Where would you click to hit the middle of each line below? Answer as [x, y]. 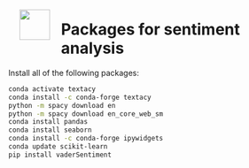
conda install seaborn [50, 130]
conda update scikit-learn [58, 147]
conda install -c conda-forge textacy [80, 97]
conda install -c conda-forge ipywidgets [86, 139]
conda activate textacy [52, 89]
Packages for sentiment [150, 30]
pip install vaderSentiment [60, 155]
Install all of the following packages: [74, 73]
